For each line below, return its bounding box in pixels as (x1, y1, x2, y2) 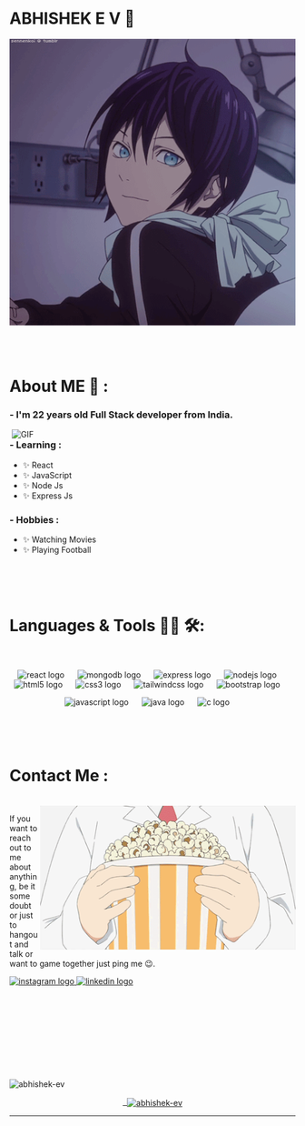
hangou (9, 929, 38, 940)
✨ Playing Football (22, 545, 92, 556)
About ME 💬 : (9, 377, 109, 397)
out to (9, 841, 32, 853)
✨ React (22, 459, 54, 470)
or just (9, 910, 34, 920)
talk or (9, 948, 34, 959)
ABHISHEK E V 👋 (9, 8, 135, 29)
